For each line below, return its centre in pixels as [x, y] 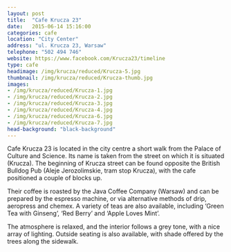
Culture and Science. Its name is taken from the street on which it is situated [116, 156]
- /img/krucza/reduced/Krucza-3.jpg [60, 104]
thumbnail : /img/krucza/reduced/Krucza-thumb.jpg [80, 78]
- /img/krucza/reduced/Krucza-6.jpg [60, 116]
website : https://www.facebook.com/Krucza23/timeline [86, 59]
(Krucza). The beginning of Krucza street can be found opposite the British [113, 164]
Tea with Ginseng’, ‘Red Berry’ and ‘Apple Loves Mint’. [84, 213]
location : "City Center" [43, 39]
